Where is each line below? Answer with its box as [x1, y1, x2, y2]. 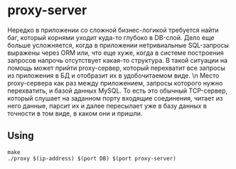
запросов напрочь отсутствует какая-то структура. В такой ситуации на [7, 56, 228, 64]
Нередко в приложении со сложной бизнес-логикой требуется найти [7, 26, 219, 34]
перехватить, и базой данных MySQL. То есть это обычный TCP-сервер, [7, 86, 228, 95]
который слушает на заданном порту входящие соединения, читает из [7, 93, 223, 102]
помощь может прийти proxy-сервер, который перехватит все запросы [7, 63, 225, 72]
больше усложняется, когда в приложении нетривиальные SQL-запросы [7, 41, 230, 49]
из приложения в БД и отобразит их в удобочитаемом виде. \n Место [7, 71, 220, 80]
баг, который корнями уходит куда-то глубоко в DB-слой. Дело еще [7, 33, 215, 41]
